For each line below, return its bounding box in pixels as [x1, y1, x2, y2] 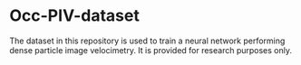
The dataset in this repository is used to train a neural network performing [9, 35, 286, 46]
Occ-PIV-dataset [9, 5, 141, 26]
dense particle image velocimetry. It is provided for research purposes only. [9, 44, 293, 55]
